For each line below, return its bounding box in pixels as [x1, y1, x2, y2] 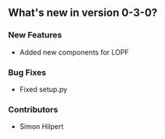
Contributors [8, 104, 59, 115]
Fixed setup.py [19, 84, 68, 94]
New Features [8, 30, 63, 41]
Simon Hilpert [19, 122, 64, 131]
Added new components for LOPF [19, 47, 129, 57]
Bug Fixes [8, 66, 47, 77]
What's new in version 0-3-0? [8, 6, 158, 20]
